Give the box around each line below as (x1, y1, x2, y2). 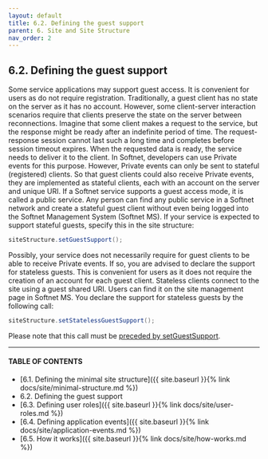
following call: (8, 301, 54, 311)
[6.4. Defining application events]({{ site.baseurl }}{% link (19, 417, 210, 427)
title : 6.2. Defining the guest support (8, 19, 145, 27)
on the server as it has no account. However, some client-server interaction (8, 101, 256, 112)
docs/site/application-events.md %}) (19, 425, 141, 435)
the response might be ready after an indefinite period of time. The (8, 127, 228, 137)
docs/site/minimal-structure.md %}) (19, 383, 139, 393)
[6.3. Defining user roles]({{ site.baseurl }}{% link (19, 400, 182, 410)
